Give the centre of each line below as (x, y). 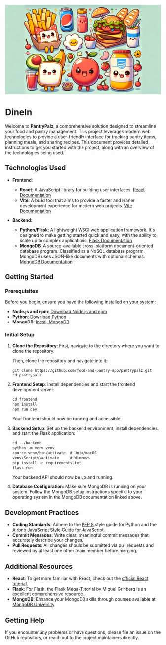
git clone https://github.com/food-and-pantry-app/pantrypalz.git (82, 370)
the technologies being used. (35, 152)
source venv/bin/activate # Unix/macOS (54, 453)
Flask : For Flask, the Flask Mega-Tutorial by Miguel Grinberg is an (79, 589)
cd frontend (24, 399)
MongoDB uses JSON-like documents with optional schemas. (82, 256)
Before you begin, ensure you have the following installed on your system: (81, 302)
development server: (33, 389)
